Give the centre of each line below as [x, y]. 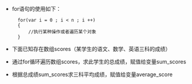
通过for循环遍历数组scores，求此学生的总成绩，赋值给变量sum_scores [99, 61]
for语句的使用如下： [37, 9]
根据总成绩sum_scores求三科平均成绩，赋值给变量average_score [92, 74]
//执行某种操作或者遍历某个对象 [62, 32]
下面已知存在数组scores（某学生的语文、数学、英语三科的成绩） [91, 49]
